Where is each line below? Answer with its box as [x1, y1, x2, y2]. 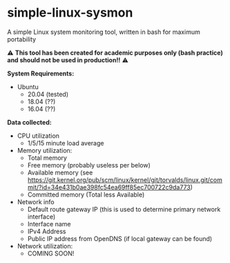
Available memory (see [27, 168, 93, 176]
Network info [17, 197, 55, 206]
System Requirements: [7, 69, 75, 78]
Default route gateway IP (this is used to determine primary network [27, 205, 221, 213]
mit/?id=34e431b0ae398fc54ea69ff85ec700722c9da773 [27, 183, 191, 191]
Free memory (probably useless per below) [27, 161, 151, 169]
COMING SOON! [27, 249, 75, 257]
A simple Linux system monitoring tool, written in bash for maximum [7, 28, 200, 36]
